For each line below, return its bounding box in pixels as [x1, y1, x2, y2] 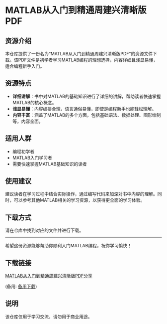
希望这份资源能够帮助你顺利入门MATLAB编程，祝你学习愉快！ [5, 243, 132, 249]
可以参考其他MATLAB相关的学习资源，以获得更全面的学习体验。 [13, 197, 145, 203]
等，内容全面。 [12, 118, 43, 124]
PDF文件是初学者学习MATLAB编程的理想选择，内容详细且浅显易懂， [18, 57, 158, 63]
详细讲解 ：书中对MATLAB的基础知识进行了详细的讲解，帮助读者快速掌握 [12, 93, 161, 99]
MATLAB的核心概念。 [12, 99, 57, 105]
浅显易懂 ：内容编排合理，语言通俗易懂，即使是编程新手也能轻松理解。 [12, 106, 157, 112]
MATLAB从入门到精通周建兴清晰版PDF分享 [5, 273, 93, 279]
